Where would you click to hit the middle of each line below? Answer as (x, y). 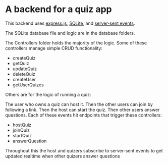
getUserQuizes (28, 85)
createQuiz (24, 58)
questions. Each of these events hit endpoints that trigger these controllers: (84, 115)
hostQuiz (22, 125)
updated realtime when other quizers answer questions (63, 156)
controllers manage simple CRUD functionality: (54, 48)
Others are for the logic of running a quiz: (48, 94)
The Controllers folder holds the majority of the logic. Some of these (76, 43)
